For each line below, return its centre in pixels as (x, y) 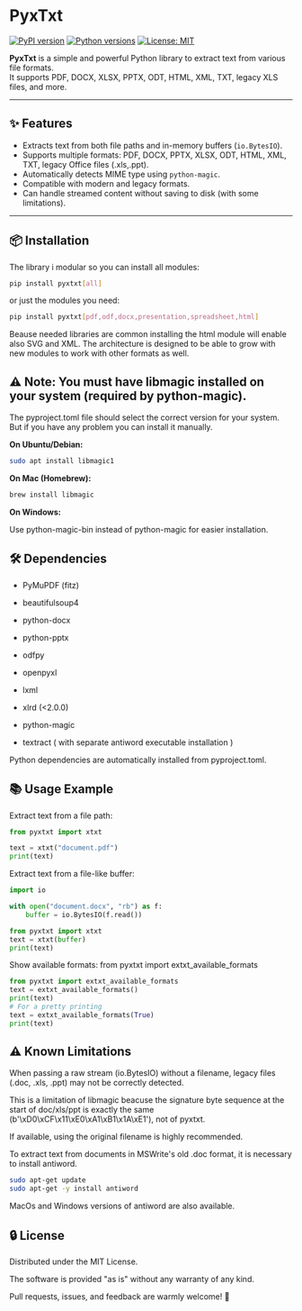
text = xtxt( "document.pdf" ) (64, 848)
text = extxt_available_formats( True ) (82, 1015)
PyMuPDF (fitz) (50, 585)
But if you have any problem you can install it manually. (111, 427)
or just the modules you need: (64, 300)
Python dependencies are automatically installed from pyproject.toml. (138, 760)
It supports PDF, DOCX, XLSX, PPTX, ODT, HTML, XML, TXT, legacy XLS (144, 77)
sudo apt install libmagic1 (62, 461)
